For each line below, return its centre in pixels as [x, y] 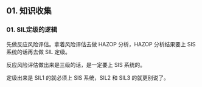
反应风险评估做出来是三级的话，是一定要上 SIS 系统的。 [76, 64]
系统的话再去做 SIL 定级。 [39, 52]
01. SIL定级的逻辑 [32, 30]
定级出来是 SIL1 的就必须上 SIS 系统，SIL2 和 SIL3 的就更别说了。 [88, 77]
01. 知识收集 [29, 11]
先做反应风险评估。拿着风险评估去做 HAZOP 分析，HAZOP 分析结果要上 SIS [101, 44]
